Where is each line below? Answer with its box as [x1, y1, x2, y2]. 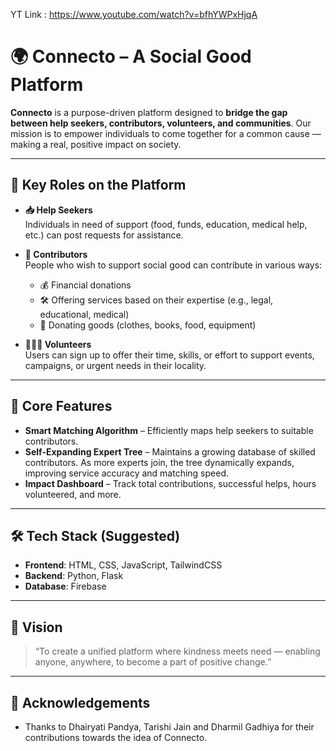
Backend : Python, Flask [24, 570, 124, 582]
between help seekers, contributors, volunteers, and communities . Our [10, 117, 312, 129]
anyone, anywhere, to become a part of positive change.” [34, 656, 272, 668]
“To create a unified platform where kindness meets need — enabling [34, 645, 321, 658]
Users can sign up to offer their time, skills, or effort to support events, [24, 349, 315, 361]
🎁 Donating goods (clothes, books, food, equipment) [39, 319, 257, 331]
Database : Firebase [24, 580, 107, 593]
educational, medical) [39, 308, 130, 320]
